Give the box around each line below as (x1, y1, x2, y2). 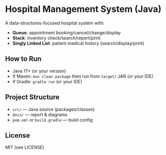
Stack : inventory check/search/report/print (12, 35, 101, 41)
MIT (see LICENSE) (5, 145, 45, 151)
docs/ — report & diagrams (12, 111, 68, 118)
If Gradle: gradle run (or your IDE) (12, 78, 83, 84)
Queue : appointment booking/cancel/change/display (12, 29, 121, 35)
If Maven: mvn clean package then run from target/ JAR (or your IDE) (12, 73, 154, 79)
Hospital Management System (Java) (5, 3, 162, 15)
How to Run (5, 55, 42, 63)
